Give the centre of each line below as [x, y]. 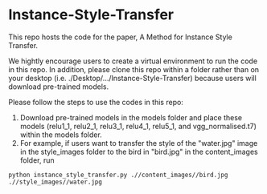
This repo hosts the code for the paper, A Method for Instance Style [121, 37]
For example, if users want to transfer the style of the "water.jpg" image [139, 143]
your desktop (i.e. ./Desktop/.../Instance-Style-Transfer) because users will [133, 78]
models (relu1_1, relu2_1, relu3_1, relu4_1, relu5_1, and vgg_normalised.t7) [138, 126]
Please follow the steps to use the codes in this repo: [96, 102]
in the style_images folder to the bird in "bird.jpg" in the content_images [139, 152]
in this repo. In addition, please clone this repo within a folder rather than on [134, 69]
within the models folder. [61, 135]
